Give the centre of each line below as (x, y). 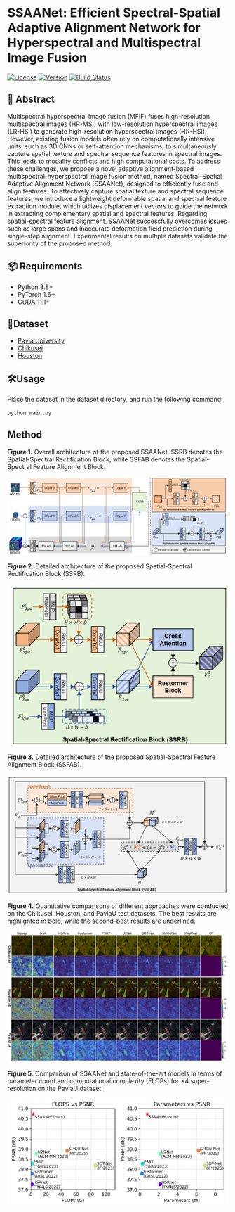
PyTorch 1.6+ (36, 294)
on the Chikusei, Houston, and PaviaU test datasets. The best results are (112, 914)
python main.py (29, 413)
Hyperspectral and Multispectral (104, 43)
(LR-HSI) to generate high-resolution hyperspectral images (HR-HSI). (107, 131)
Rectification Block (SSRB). (46, 573)
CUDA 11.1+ (34, 302)
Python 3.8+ (35, 287)
